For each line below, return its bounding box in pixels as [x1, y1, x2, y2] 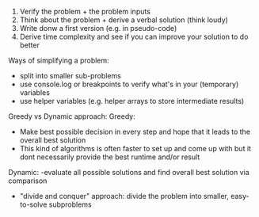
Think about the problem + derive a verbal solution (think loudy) [19, 15, 228, 25]
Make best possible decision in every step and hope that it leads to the [19, 127, 251, 136]
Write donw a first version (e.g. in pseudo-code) [19, 24, 177, 32]
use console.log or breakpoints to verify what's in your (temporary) [19, 79, 239, 89]
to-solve [19, 200, 48, 209]
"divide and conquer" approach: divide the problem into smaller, [19, 192, 230, 200]
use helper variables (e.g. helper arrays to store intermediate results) [19, 97, 245, 105]
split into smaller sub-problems [19, 71, 121, 80]
